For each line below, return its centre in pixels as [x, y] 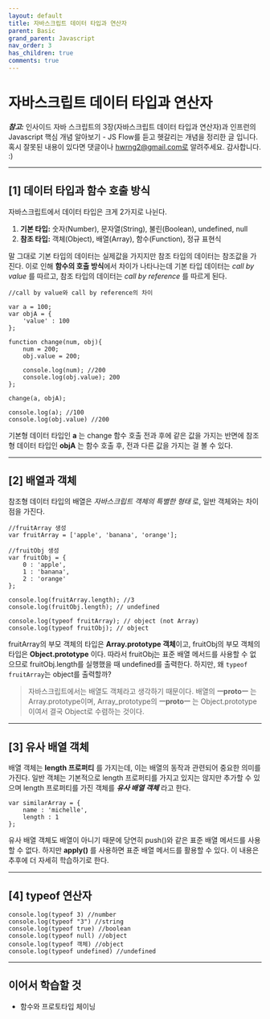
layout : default [35, 16]
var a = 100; [30, 306]
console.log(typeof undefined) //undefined [82, 951]
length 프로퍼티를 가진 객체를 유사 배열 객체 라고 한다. [107, 788]
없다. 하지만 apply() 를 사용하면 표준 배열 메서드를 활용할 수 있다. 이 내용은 [142, 850]
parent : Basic [32, 31]
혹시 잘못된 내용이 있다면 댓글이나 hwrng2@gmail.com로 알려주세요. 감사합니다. [135, 146]
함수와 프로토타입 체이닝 [58, 1006]
